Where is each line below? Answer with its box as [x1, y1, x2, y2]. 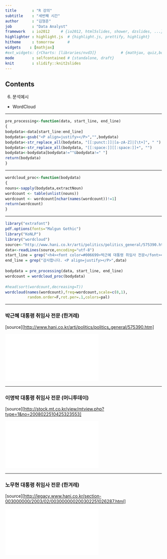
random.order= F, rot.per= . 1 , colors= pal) [27, 295, 110, 300]
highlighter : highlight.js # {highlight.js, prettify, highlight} [5, 34, 150, 39]
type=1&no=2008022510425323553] [5, 411, 82, 417]
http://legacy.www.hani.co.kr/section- [24, 493, 102, 499]
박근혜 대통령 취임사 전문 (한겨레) [5, 312, 80, 319]
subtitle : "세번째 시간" [5, 13, 61, 18]
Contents [5, 80, 35, 88]
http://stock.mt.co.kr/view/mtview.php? [24, 406, 104, 412]
